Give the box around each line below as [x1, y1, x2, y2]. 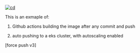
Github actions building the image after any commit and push [12, 23, 136, 29]
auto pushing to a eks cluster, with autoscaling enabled [12, 33, 123, 38]
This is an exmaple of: [5, 14, 50, 19]
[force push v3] [5, 42, 37, 48]
